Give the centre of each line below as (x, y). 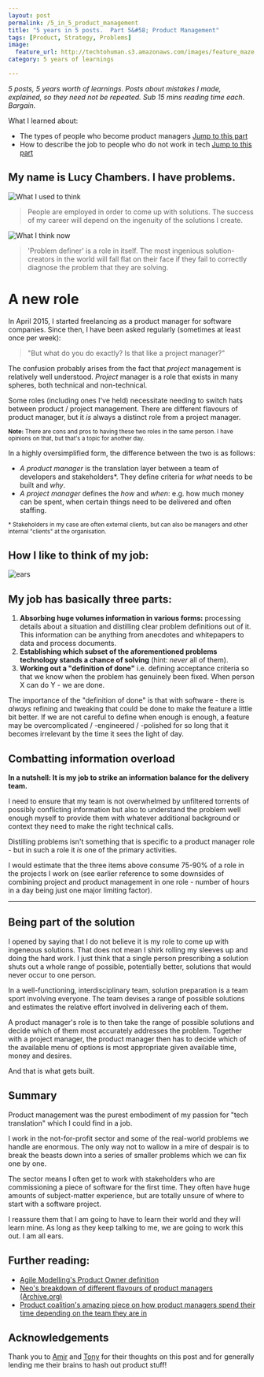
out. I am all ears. (36, 1236)
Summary (33, 1096)
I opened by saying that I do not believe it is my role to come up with (119, 941)
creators (41, 259)
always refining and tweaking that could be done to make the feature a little (130, 709)
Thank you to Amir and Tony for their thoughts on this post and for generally (131, 1357)
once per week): (35, 338)
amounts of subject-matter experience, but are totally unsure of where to (126, 1195)
